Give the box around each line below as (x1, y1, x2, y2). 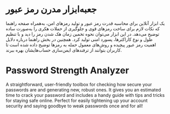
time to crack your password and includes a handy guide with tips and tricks (6, 92, 165, 98)
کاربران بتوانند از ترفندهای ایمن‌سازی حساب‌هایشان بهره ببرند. (6, 47, 122, 53)
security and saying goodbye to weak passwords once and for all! (6, 102, 143, 109)
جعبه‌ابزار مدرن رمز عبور (6, 4, 97, 15)
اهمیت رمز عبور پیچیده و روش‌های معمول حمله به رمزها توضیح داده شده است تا (6, 41, 156, 47)
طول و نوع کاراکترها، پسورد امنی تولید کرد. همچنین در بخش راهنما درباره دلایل (6, 36, 153, 42)
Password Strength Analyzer (6, 65, 130, 76)
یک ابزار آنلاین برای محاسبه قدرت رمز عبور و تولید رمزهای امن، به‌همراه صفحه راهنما (6, 20, 165, 26)
